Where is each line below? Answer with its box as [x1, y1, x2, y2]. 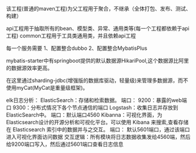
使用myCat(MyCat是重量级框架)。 [6, 84, 88, 91]
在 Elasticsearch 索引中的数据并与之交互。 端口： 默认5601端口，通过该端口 [6, 126, 190, 133]
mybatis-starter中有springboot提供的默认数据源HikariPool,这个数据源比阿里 [6, 57, 190, 64]
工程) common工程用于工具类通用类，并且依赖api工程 [6, 32, 137, 39]
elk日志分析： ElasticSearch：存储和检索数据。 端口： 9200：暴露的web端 [6, 97, 187, 104]
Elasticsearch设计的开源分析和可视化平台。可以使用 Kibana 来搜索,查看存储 [6, 119, 189, 125]
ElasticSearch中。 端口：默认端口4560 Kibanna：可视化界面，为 [6, 111, 163, 118]
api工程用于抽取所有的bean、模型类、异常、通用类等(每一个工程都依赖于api [6, 25, 190, 32]
